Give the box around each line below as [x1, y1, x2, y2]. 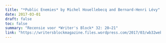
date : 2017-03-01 [5, 12, 41, 17]
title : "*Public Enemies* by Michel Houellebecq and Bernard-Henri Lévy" [5, 7, 161, 12]
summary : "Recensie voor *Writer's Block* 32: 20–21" [5, 26, 119, 31]
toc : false [5, 21, 28, 26]
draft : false [5, 16, 32, 21]
